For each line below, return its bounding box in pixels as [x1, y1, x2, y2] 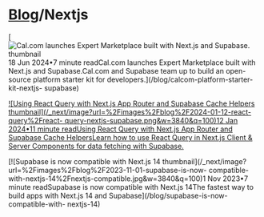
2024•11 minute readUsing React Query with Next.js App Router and [8, 124, 234, 134]
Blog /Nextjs [8, 6, 89, 24]
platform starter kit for [33, 74, 106, 84]
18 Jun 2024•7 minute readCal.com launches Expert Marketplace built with [8, 58, 256, 67]
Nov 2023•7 [207, 174, 249, 183]
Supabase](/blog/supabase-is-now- [109, 191, 228, 200]
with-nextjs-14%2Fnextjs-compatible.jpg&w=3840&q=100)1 [8, 174, 206, 183]
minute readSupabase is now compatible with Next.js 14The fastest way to [8, 182, 254, 191]
